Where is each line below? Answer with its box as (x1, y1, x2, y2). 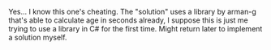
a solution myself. (8, 32, 67, 42)
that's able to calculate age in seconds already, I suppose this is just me (8, 15, 249, 25)
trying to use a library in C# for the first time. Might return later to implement (8, 24, 263, 33)
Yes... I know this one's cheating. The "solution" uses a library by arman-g (8, 7, 257, 16)
